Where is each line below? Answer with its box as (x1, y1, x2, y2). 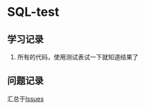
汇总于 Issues (7, 95, 44, 103)
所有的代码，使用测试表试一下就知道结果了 (17, 53, 139, 61)
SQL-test (7, 4, 60, 20)
